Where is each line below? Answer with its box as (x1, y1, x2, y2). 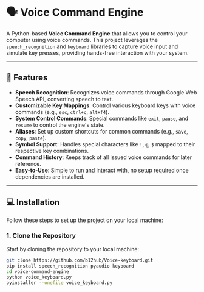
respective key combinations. (15, 147, 89, 154)
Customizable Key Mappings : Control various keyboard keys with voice (15, 102, 196, 109)
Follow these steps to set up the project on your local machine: (6, 216, 163, 224)
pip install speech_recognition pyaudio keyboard (6, 263, 135, 269)
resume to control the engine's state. (15, 121, 105, 129)
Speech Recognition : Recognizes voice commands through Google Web (15, 88, 197, 96)
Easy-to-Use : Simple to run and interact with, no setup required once (15, 166, 189, 174)
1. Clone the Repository (6, 232, 76, 240)
